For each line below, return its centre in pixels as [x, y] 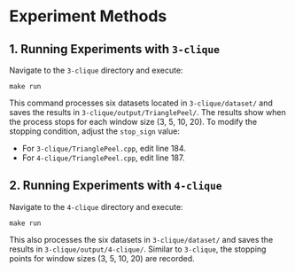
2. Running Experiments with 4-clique [116, 186]
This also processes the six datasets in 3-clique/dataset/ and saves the [141, 239]
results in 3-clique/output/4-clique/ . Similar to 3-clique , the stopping [138, 249]
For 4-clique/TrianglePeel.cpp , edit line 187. [103, 158]
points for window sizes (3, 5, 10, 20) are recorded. [102, 258]
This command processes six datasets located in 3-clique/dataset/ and [141, 103]
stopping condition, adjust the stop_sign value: [94, 131]
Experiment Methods [88, 16]
